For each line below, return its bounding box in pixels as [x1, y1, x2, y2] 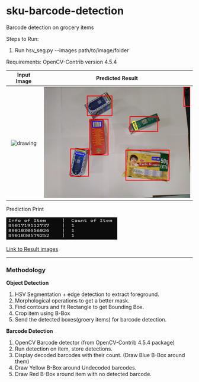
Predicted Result [96, 74, 138, 81]
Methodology [6, 266, 46, 274]
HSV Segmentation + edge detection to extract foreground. [14, 291, 160, 298]
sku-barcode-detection [6, 4, 124, 18]
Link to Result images [6, 246, 59, 253]
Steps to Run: [6, 35, 39, 42]
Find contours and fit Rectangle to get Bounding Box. [14, 304, 144, 311]
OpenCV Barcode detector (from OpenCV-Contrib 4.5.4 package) [14, 339, 175, 346]
